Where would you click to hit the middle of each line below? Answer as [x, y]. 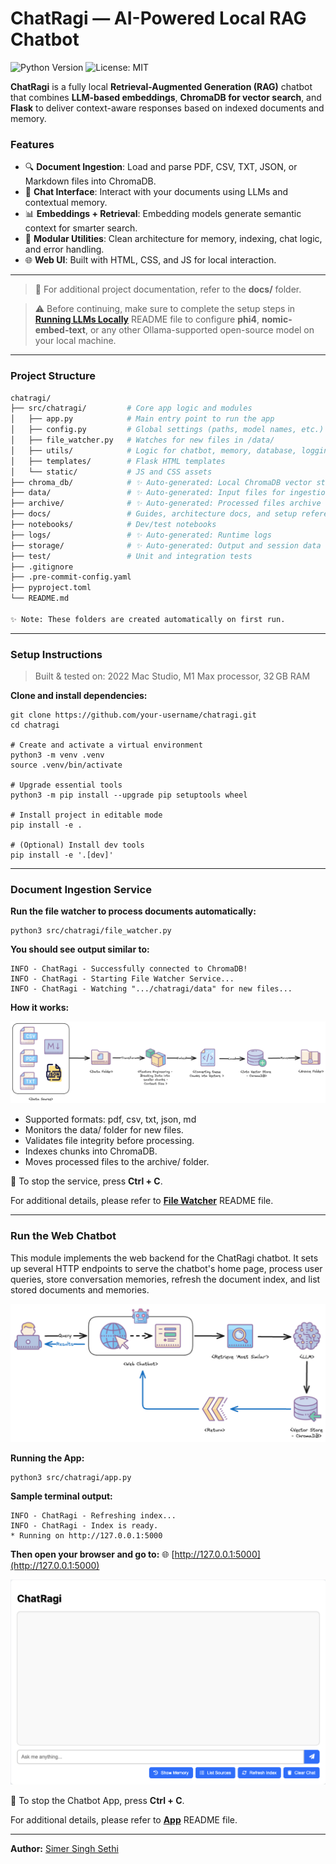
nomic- [277, 319]
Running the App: [47, 1458]
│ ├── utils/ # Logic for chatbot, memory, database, [154, 450]
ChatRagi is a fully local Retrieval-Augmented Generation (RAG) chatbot [161, 86]
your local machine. [75, 341]
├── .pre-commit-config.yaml [71, 577]
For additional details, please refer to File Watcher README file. [142, 1201]
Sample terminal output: [61, 1496]
